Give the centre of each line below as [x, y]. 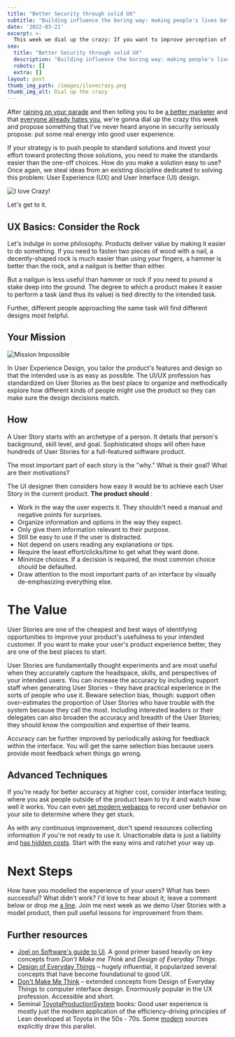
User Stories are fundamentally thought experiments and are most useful [112, 665]
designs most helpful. [38, 315]
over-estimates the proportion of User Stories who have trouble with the [111, 702]
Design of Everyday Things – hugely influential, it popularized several [117, 967]
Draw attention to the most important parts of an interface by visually [117, 574]
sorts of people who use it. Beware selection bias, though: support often [111, 695]
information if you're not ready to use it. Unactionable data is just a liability [114, 835]
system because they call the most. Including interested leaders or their [111, 710]
